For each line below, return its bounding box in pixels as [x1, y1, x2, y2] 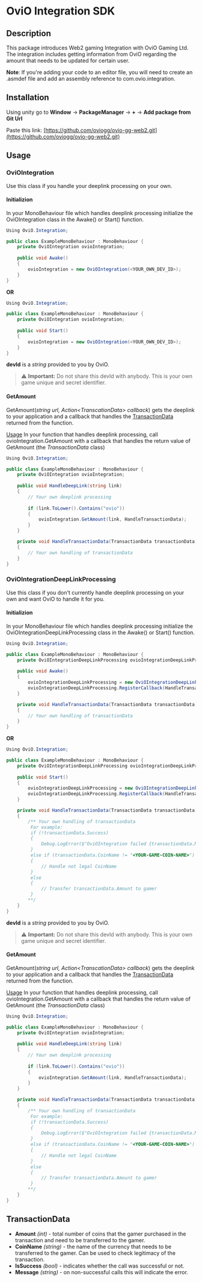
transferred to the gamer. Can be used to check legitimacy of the [14, 1249, 176, 1257]
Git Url [6, 114, 23, 122]
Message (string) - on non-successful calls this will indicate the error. [14, 1268, 188, 1275]
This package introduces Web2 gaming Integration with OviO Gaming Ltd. [6, 44, 189, 51]
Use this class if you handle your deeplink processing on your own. [6, 182, 173, 189]
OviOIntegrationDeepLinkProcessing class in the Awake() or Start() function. [6, 628, 195, 636]
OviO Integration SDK [6, 4, 115, 18]
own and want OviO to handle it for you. [6, 595, 105, 602]
